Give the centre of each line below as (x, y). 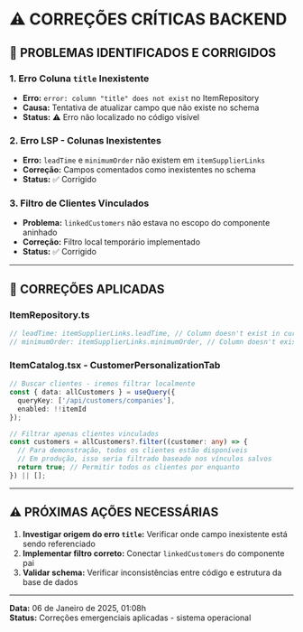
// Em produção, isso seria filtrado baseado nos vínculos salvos (145, 459)
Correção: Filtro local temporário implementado (111, 242)
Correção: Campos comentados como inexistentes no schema (139, 170)
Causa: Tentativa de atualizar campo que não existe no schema (141, 107)
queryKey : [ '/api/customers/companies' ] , (96, 400)
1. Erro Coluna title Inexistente (79, 79)
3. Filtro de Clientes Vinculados (79, 203)
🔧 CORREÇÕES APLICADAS (87, 289)
